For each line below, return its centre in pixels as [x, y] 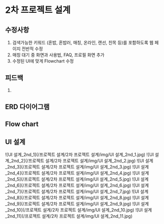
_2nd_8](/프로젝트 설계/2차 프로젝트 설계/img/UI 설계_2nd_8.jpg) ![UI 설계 [77, 198]
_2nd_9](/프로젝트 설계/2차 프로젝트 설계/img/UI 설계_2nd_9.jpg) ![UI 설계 [77, 204]
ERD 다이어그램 [27, 107]
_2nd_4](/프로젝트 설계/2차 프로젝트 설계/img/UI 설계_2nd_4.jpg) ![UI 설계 [77, 173]
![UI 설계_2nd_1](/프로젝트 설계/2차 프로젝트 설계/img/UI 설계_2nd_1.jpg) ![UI [80, 155]
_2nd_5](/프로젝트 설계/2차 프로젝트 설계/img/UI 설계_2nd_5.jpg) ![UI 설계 [77, 179]
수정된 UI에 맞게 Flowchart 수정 [43, 61]
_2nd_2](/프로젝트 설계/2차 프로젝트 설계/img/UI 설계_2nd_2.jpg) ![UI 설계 [81, 161]
